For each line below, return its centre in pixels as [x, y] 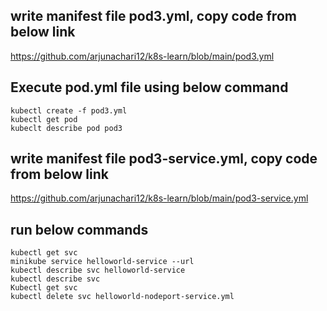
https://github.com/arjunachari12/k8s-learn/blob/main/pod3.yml [142, 56]
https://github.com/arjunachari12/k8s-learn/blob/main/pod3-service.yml [159, 198]
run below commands [79, 229]
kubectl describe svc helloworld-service [98, 270]
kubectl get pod [44, 119]
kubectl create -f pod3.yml [69, 110]
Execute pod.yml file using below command [149, 87]
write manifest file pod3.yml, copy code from [153, 16]
